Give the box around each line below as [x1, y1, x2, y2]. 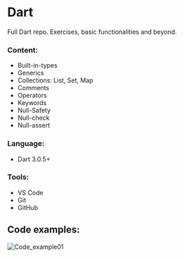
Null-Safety [17, 106, 51, 115]
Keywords [17, 99, 47, 107]
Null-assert [17, 121, 51, 130]
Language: [7, 139, 45, 149]
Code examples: [7, 223, 80, 236]
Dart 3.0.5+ [17, 154, 51, 163]
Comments [17, 84, 50, 92]
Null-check [17, 113, 50, 122]
